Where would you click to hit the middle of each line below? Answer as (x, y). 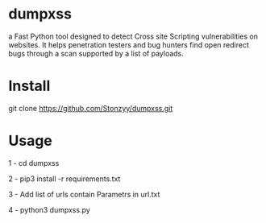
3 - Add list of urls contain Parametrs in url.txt (84, 194)
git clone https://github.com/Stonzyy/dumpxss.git (91, 108)
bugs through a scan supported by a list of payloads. (96, 53)
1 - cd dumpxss (34, 163)
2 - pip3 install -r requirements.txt (64, 179)
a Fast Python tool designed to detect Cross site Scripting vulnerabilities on (133, 36)
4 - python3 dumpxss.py (49, 209)
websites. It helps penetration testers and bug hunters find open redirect (129, 44)
